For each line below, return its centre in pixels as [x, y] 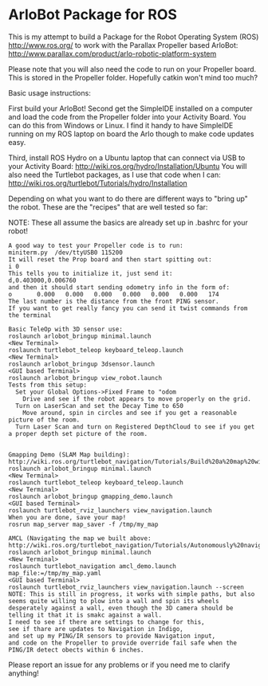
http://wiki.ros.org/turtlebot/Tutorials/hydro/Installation [98, 183]
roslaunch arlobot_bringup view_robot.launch [85, 378]
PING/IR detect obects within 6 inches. [77, 650]
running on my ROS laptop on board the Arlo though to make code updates [131, 134]
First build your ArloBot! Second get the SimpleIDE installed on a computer [130, 108]
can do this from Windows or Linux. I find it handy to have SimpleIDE [121, 125]
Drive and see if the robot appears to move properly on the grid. [137, 399]
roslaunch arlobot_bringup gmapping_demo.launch [91, 496]
